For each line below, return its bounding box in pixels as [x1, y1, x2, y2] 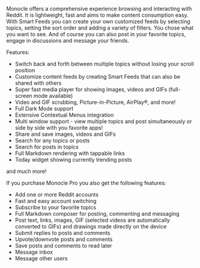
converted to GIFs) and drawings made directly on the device [14, 223, 167, 230]
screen [14, 93, 32, 99]
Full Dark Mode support [14, 105, 74, 112]
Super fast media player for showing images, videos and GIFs [14, 86, 168, 93]
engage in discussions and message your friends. [6, 37, 130, 44]
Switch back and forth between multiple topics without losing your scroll [14, 60, 194, 67]
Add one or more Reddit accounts [14, 191, 99, 198]
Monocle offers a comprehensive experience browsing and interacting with [6, 5, 192, 12]
